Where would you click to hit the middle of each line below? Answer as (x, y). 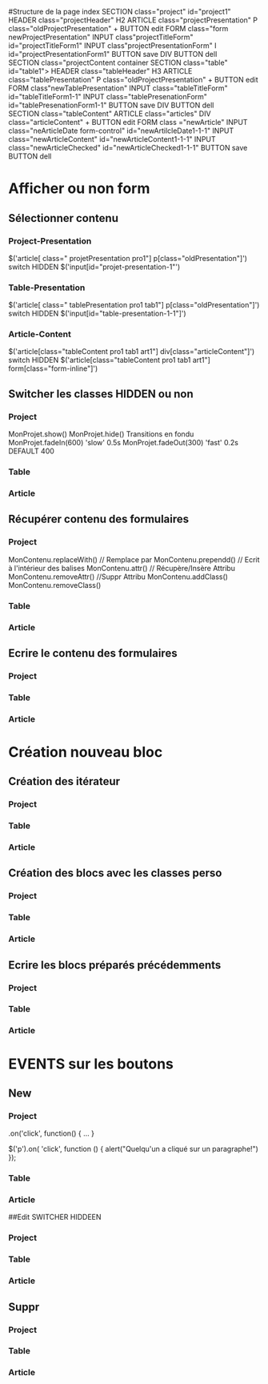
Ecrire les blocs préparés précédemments (115, 965)
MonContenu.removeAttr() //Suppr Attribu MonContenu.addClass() (118, 577)
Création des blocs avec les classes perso (115, 873)
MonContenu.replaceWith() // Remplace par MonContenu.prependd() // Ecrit (134, 559)
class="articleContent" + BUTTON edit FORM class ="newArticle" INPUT (128, 122)
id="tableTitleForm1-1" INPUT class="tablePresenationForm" (108, 97)
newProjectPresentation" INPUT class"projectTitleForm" (101, 37)
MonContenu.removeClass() (55, 585)
